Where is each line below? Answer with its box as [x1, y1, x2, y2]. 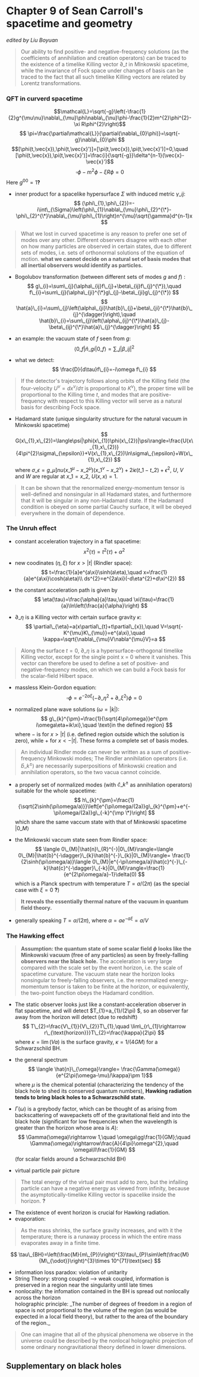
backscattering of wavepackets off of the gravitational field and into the [14, 1112, 190, 1119]
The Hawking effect [6, 932, 64, 940]
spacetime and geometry [6, 17, 133, 30]
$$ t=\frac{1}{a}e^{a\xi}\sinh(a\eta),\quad [41, 569, 143, 576]
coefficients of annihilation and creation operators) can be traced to [20, 54, 187, 61]
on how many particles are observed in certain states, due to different [20, 243, 192, 250]
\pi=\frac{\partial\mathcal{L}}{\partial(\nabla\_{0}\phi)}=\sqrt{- [27, 130, 181, 137]
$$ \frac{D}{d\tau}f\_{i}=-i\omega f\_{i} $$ [52, 366, 157, 373]
